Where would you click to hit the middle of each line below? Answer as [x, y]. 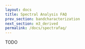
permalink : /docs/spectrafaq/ [36, 28]
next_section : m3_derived [31, 24]
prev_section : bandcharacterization [42, 19]
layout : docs [18, 10]
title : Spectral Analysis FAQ [36, 14]
